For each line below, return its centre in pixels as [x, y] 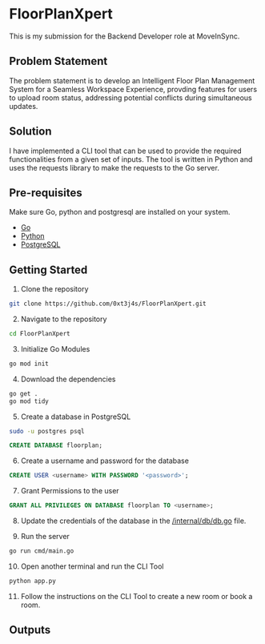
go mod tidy [29, 401]
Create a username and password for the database [104, 461]
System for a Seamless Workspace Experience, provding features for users [133, 89]
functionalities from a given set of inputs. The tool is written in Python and [131, 159]
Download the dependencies [68, 379]
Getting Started [48, 270]
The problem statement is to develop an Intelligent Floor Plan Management [132, 80]
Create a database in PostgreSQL [76, 417]
